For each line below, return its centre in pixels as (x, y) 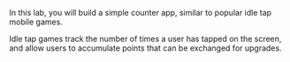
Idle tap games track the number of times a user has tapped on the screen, (145, 39)
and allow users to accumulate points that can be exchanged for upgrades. (145, 48)
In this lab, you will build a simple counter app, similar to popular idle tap (141, 13)
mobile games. (36, 22)
